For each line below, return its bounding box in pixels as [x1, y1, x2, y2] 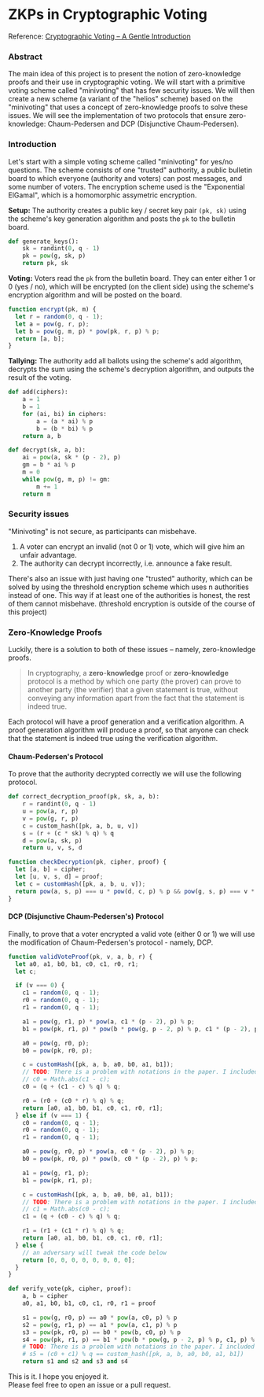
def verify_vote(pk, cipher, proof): [8, 1285, 132, 1293]
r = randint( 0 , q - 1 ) [22, 800, 97, 808]
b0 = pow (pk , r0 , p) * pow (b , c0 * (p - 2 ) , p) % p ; [22, 1155, 199, 1163]
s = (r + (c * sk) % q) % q [22, 829, 114, 837]
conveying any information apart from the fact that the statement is [27, 694, 245, 703]
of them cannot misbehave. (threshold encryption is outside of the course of [8, 599, 255, 608]
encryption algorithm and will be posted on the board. [8, 290, 182, 300]
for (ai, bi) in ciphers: [22, 410, 108, 418]
